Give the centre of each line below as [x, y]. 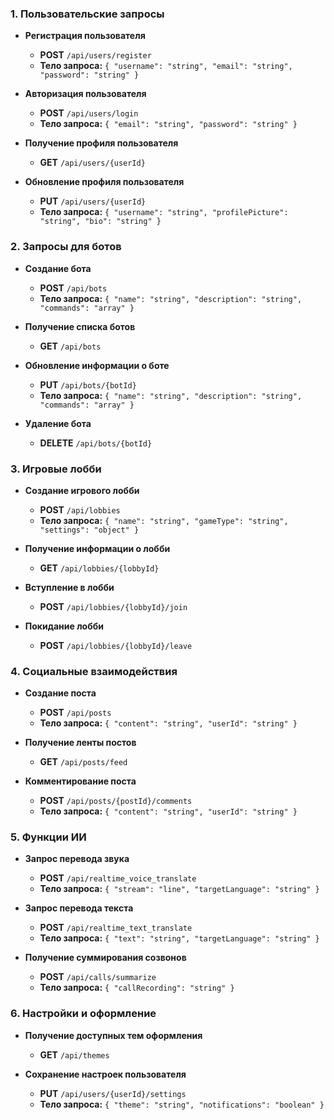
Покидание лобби [64, 626]
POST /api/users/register [95, 55]
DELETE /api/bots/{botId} [96, 443]
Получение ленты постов [80, 743]
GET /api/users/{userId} [92, 163]
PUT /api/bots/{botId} [88, 384]
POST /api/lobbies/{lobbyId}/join [113, 606]
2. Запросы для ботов [66, 247]
